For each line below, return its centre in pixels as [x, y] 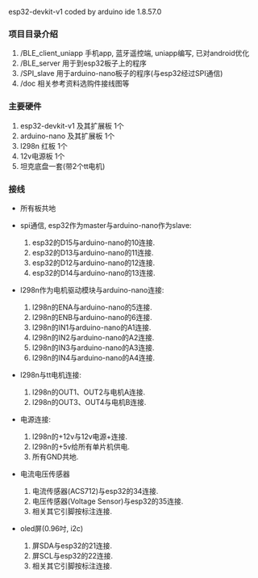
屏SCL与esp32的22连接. [73, 555]
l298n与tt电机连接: [51, 374]
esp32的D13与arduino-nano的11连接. [93, 252]
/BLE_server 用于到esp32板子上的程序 [83, 63]
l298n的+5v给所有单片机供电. [81, 446]
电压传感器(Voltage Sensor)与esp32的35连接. [108, 501]
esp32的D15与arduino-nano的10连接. [94, 243]
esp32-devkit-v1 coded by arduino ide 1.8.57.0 [85, 12]
